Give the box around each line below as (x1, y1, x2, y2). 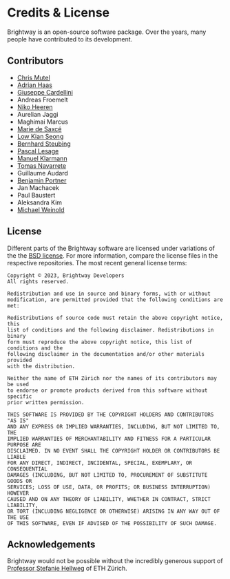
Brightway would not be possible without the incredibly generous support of (7, 557, 223, 565)
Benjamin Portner (17, 176, 67, 184)
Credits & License (7, 5, 110, 21)
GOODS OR (7, 477, 32, 484)
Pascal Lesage (17, 146, 59, 155)
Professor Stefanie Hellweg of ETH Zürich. (7, 564, 127, 573)
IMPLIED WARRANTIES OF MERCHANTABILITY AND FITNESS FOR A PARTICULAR (7, 435, 211, 442)
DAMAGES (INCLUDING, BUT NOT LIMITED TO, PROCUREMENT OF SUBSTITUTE (7, 471, 208, 478)
